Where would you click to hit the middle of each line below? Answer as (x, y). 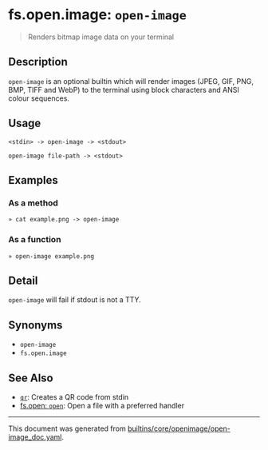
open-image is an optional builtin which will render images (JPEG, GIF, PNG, (131, 81)
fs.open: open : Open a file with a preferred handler (102, 405)
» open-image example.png (51, 256)
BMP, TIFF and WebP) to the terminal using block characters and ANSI (124, 90)
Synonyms (35, 325)
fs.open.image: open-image (97, 15)
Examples (33, 180)
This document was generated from (67, 428)
